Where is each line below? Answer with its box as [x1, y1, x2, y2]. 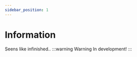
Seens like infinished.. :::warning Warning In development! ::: [5, 46, 132, 52]
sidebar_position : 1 [5, 7, 49, 13]
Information [5, 29, 56, 40]
